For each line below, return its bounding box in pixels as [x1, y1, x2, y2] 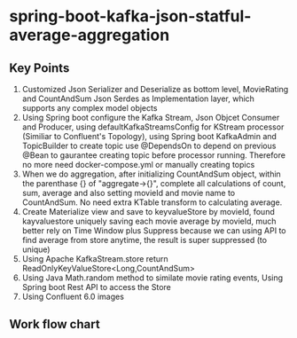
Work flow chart [9, 317, 100, 332]
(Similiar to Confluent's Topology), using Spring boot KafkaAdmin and [21, 131, 277, 141]
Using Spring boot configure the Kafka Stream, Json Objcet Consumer [21, 113, 280, 122]
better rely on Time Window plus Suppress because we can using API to [21, 225, 286, 236]
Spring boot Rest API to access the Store [21, 282, 171, 292]
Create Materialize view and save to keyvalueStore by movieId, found [21, 207, 275, 216]
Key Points [9, 60, 70, 75]
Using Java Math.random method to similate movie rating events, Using [21, 272, 284, 283]
